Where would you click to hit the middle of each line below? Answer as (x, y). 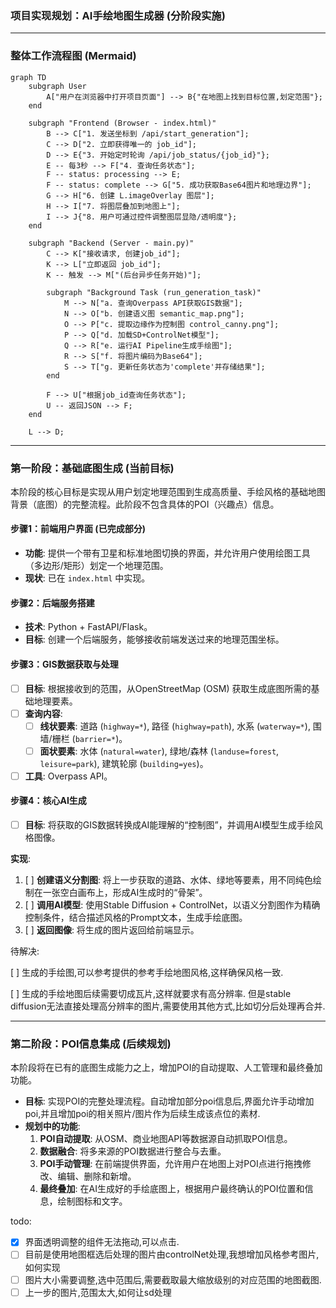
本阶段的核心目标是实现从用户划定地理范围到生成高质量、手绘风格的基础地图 (168, 491)
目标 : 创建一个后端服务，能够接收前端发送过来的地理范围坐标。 (154, 639)
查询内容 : (43, 713)
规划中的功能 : (52, 1126)
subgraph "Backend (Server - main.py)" (111, 243)
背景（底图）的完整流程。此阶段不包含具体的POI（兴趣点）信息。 (145, 504)
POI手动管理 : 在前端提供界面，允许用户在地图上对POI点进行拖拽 (171, 1164)
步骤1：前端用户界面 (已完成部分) (78, 529)
